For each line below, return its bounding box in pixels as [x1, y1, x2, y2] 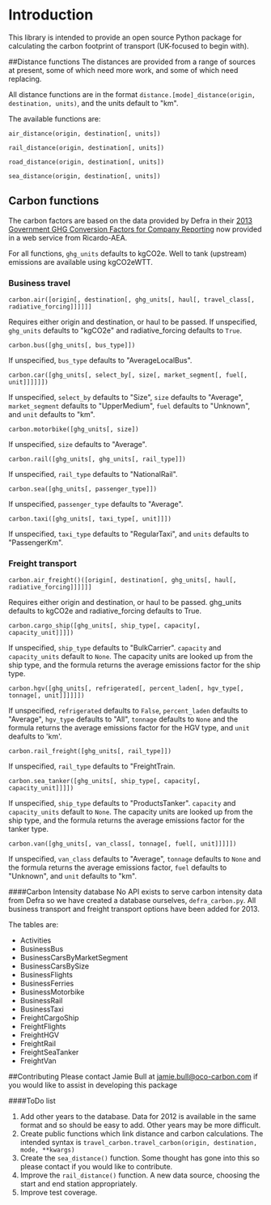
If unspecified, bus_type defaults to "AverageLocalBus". [8, 356, 193, 365]
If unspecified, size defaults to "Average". [8, 440, 147, 449]
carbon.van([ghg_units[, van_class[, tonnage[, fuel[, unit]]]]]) [8, 840, 237, 848]
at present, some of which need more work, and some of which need [8, 65, 239, 75]
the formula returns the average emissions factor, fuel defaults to [8, 862, 227, 872]
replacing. [8, 74, 42, 83]
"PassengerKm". [8, 538, 63, 547]
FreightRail [19, 1039, 57, 1049]
